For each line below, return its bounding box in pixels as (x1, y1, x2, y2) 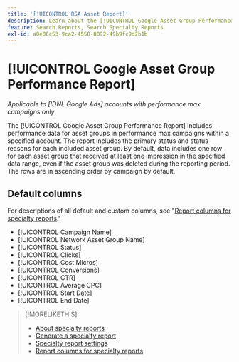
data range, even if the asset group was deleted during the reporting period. (7, 159, 230, 168)
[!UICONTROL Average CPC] (17, 281, 102, 289)
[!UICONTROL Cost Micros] (17, 258, 98, 266)
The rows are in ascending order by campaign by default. (7, 167, 176, 176)
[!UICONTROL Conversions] (17, 266, 100, 274)
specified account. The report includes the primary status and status (7, 136, 208, 145)
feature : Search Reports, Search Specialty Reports (7, 24, 164, 31)
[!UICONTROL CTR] (17, 273, 76, 282)
